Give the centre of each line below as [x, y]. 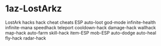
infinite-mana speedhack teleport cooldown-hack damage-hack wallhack [80, 27]
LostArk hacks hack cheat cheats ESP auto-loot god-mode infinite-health [80, 22]
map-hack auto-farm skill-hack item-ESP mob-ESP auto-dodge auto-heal [81, 33]
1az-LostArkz [34, 9]
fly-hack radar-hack [26, 38]
